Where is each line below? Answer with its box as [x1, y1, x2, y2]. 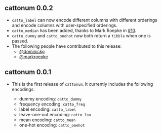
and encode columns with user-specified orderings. [11, 22, 118, 28]
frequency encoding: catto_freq [19, 101, 85, 107]
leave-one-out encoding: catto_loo [19, 111, 91, 117]
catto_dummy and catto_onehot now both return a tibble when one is [11, 33, 151, 38]
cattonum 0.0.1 [4, 68, 51, 76]
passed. [11, 38, 28, 44]
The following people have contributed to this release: [11, 43, 122, 49]
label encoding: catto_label [19, 106, 77, 112]
